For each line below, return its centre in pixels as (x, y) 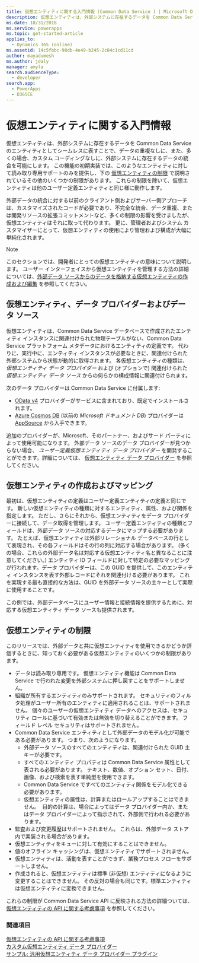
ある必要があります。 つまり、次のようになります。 (77, 740)
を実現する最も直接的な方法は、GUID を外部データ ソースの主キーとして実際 (99, 583)
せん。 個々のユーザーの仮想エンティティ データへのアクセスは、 (94, 710)
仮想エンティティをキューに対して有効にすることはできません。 (92, 844)
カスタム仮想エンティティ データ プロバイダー (62, 946)
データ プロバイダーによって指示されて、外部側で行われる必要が (107, 814)
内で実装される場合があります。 (54, 837)
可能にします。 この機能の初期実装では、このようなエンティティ (94, 165)
